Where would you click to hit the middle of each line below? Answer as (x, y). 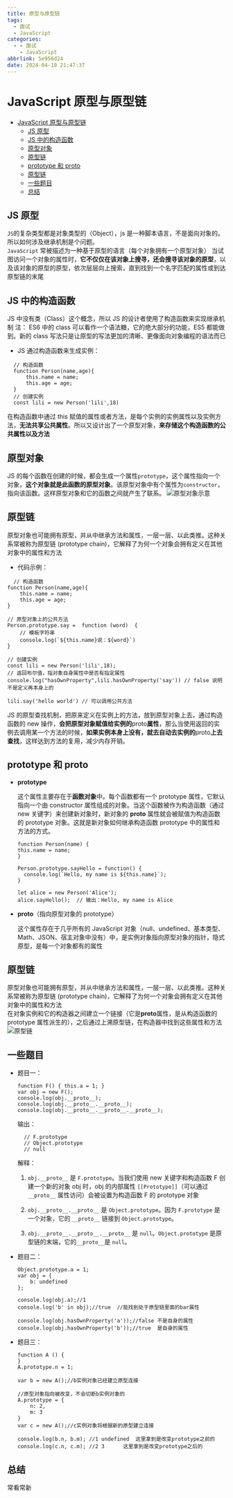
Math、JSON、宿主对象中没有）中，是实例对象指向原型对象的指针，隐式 (121, 937)
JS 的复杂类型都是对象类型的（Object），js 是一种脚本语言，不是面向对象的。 (115, 234)
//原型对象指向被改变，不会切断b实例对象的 (71, 1394)
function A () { (41, 1355)
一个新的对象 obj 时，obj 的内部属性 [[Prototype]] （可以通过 (121, 1187)
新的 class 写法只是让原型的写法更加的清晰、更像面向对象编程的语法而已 (122, 336)
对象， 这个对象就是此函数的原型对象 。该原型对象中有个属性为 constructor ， (115, 485)
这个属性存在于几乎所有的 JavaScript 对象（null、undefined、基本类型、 (121, 928)
